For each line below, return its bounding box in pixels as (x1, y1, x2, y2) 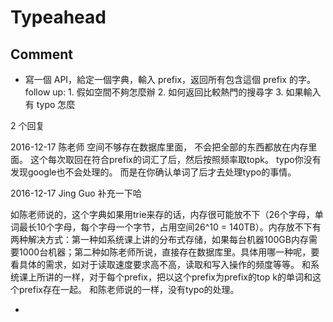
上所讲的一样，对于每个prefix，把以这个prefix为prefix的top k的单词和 (27, 271, 313, 283)
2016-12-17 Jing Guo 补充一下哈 (10, 187, 142, 199)
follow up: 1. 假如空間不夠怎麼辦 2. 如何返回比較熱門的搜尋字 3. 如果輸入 (24, 86, 322, 98)
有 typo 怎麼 (24, 99, 76, 110)
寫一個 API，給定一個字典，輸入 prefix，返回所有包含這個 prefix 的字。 (24, 74, 316, 85)
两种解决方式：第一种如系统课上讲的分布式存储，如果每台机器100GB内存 (10, 234, 309, 245)
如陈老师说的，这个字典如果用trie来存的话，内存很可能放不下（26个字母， (10, 209, 315, 220)
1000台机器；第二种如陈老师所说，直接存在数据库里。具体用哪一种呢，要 (18, 246, 320, 258)
